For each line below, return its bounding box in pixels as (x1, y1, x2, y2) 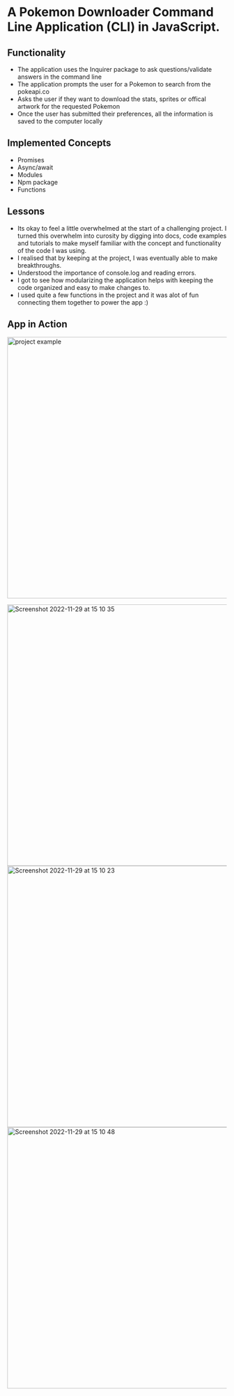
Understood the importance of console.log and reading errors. (17, 268, 196, 277)
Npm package (17, 178, 58, 186)
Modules (17, 170, 43, 178)
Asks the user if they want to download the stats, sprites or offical (17, 95, 207, 103)
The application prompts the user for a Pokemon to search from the (17, 80, 211, 88)
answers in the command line (17, 72, 102, 81)
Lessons (7, 206, 45, 217)
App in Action (7, 319, 68, 330)
